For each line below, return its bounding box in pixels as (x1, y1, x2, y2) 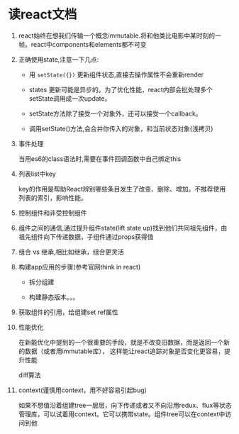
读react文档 (8, 6, 77, 23)
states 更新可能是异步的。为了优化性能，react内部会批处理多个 (28, 85, 213, 94)
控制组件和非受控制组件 (18, 208, 87, 217)
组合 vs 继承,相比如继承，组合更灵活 (18, 247, 124, 256)
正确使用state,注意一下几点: (18, 55, 99, 64)
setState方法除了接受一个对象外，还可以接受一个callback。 (28, 109, 202, 118)
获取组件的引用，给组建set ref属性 (18, 308, 119, 316)
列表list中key (18, 169, 56, 178)
